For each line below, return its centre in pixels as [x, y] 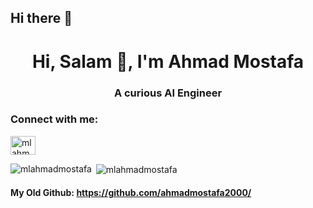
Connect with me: [54, 119]
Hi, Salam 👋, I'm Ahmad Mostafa [168, 61]
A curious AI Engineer [168, 93]
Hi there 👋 [41, 18]
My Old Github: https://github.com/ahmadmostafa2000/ [131, 193]
